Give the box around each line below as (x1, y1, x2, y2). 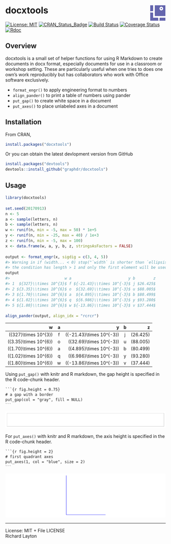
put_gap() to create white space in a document (12, 97, 111, 103)
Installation (5, 118, 42, 126)
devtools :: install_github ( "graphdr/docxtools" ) (5, 167, 108, 172)
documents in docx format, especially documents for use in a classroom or (5, 61, 162, 67)
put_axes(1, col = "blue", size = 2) (5, 459, 85, 464)
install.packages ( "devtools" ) (5, 162, 70, 167)
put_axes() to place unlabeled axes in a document (12, 103, 118, 109)
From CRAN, (5, 131, 32, 137)
